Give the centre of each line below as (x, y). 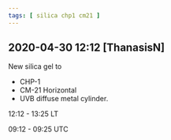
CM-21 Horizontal (48, 90)
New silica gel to (35, 66)
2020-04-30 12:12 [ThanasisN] (87, 48)
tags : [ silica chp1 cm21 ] (54, 15)
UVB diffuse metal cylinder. (64, 99)
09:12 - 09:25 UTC (38, 129)
